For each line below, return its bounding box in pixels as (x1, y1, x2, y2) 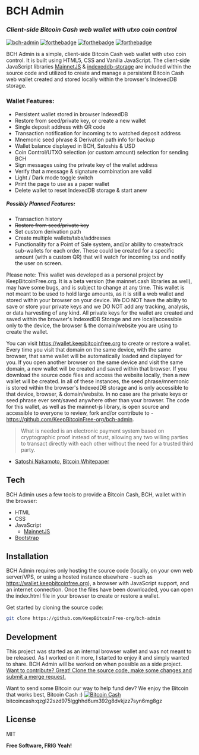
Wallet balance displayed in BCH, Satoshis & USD (14, 142, 135, 150)
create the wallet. (6, 328, 49, 335)
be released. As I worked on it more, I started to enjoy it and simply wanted (6, 654, 189, 661)
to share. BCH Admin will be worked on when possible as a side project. (6, 660, 182, 668)
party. (20, 446, 36, 453)
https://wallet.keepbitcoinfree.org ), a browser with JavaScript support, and (6, 580, 189, 587)
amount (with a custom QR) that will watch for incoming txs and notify (14, 253, 186, 260)
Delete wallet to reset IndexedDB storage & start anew (14, 187, 147, 194)
